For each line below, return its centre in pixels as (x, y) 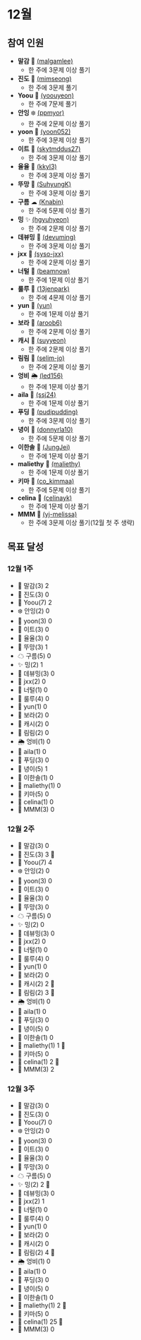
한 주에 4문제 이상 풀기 (59, 298)
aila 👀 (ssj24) (37, 395)
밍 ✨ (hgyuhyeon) (43, 219)
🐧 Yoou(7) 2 (35, 602)
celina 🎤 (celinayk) (45, 498)
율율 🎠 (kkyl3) (37, 166)
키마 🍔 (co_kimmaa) (46, 481)
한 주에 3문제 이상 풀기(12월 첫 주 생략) (81, 522)
